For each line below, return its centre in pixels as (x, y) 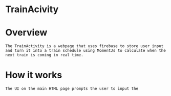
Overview (26, 33)
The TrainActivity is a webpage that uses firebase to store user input (84, 46)
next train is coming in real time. (44, 55)
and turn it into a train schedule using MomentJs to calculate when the (86, 51)
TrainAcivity (32, 9)
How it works (34, 75)
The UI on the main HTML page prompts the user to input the (72, 89)
